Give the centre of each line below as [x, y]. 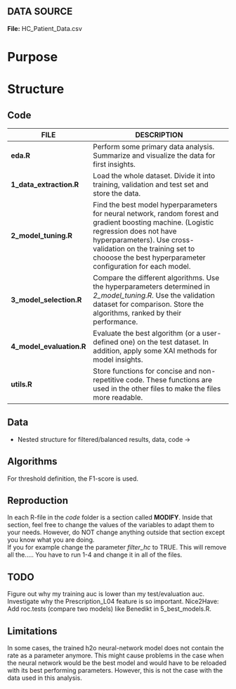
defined [106, 342]
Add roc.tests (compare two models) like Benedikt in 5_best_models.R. [110, 609]
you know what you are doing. [51, 540]
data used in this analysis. [45, 678]
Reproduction [38, 501]
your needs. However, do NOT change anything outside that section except [116, 532]
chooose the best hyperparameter [149, 258]
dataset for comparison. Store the [149, 304]
